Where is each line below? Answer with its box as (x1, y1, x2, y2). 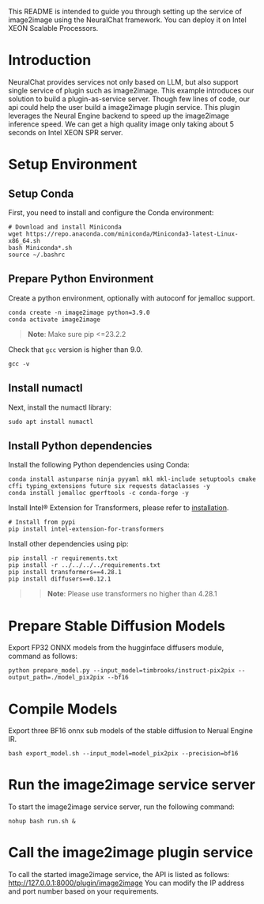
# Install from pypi (8, 518, 77, 527)
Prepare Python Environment (8, 272, 154, 286)
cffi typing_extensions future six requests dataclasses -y (8, 482, 211, 490)
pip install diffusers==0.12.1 (8, 575, 111, 584)
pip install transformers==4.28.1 (8, 569, 123, 577)
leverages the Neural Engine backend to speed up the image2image (8, 111, 229, 120)
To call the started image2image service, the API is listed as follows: (8, 870, 230, 879)
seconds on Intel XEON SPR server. (8, 127, 123, 137)
